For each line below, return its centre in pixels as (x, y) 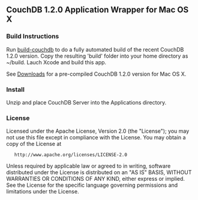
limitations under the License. (43, 192)
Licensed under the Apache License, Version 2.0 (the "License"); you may (98, 131)
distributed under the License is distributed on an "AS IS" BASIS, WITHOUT (99, 172)
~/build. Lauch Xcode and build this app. (56, 62)
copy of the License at (34, 144)
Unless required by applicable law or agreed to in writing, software (88, 166)
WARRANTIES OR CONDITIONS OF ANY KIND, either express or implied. (95, 179)
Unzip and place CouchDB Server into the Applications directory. (86, 102)
